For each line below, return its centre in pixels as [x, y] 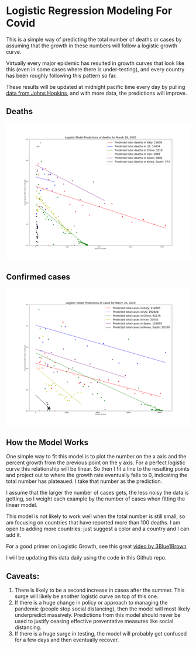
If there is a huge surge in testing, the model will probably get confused [101, 634]
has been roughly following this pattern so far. [61, 75]
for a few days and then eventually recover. [67, 640]
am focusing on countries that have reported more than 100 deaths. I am [93, 523]
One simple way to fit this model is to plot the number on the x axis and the [96, 457]
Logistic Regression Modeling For [89, 11]
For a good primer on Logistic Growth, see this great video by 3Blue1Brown [96, 546]
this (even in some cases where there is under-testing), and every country [95, 69]
